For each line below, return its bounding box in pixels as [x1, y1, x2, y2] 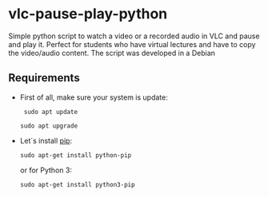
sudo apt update [23, 108, 78, 116]
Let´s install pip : [19, 136, 73, 145]
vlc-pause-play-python [8, 5, 168, 23]
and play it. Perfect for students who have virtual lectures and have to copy [8, 39, 256, 49]
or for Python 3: [19, 165, 72, 175]
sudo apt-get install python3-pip [19, 180, 135, 188]
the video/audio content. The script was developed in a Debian [8, 48, 216, 57]
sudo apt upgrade [19, 121, 78, 130]
